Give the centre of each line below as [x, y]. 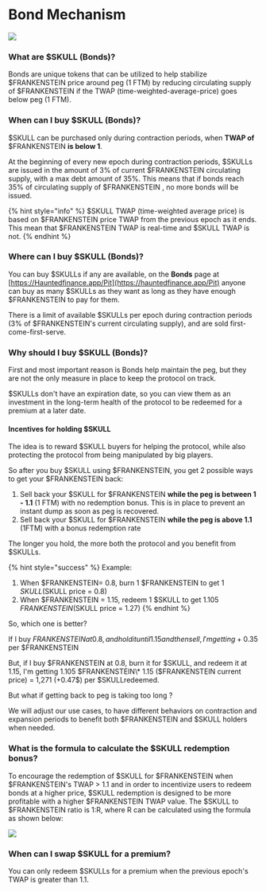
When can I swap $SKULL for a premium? [90, 854]
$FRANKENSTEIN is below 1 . [56, 146]
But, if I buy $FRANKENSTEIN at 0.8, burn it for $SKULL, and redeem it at [128, 663]
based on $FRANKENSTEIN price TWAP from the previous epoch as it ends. [133, 219]
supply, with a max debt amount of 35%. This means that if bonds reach [126, 178]
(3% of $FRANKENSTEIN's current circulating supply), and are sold [118, 323]
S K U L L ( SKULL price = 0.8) [63, 592]
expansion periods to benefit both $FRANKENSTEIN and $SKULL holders [128, 719]
